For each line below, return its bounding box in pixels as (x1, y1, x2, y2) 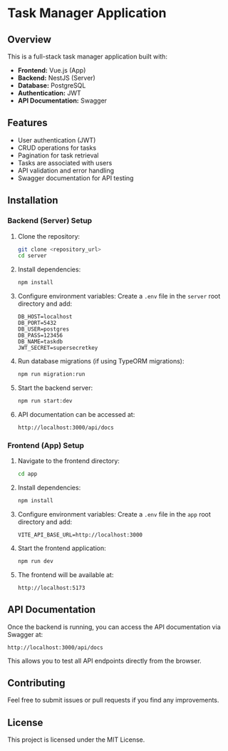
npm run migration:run (17, 371, 85, 378)
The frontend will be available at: (17, 570, 114, 579)
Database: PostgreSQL (17, 81, 86, 90)
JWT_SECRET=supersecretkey (17, 344, 98, 352)
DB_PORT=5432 (17, 319, 57, 327)
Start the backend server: (17, 383, 93, 392)
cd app (17, 470, 38, 478)
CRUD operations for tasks (17, 143, 97, 152)
